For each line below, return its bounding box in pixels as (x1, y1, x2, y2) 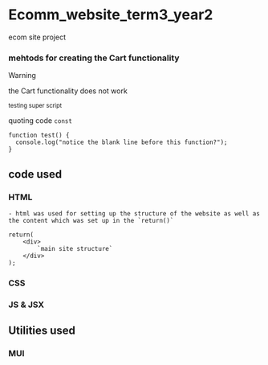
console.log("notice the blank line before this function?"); (15, 138, 228, 146)
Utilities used (8, 324, 76, 338)
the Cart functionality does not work (8, 86, 128, 96)
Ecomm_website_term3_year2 (8, 6, 213, 24)
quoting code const (8, 116, 72, 125)
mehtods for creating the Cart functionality (8, 52, 180, 64)
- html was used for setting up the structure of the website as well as (8, 209, 261, 218)
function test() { (8, 131, 70, 140)
